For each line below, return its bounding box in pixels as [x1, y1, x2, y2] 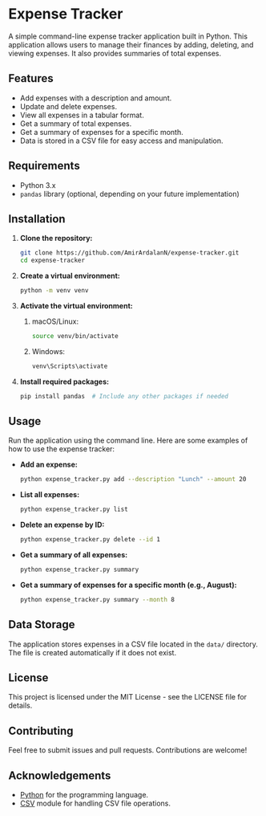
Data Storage [8, 618, 75, 631]
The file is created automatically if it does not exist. [8, 647, 177, 657]
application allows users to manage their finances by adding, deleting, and [8, 39, 254, 49]
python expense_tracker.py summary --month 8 [19, 595, 175, 603]
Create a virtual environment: [19, 271, 120, 281]
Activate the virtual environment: [19, 301, 134, 310]
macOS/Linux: [31, 316, 79, 326]
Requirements [8, 159, 80, 173]
